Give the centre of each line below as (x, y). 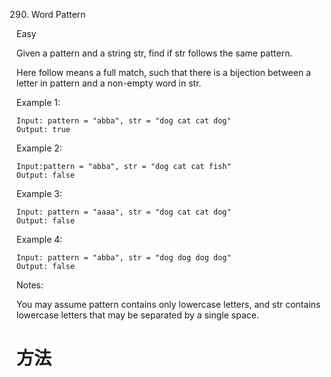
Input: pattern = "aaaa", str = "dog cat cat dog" (124, 212)
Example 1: (38, 102)
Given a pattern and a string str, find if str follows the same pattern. (154, 53)
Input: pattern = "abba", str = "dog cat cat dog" (124, 121)
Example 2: (39, 148)
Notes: (30, 285)
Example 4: (39, 239)
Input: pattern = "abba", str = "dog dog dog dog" (124, 258)
